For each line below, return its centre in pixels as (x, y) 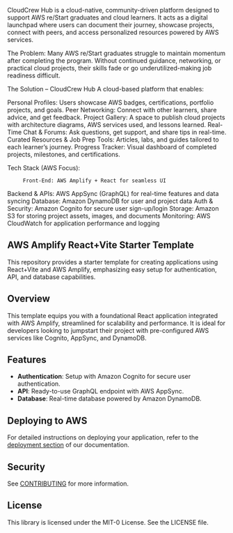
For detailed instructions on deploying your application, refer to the (103, 437)
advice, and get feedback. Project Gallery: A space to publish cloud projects (116, 117)
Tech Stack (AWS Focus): (44, 168)
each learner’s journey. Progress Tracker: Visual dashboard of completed (112, 147)
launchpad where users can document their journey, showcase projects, (111, 25)
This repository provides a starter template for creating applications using (113, 262)
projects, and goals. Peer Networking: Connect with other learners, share (112, 110)
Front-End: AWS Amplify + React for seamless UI (95, 181)
